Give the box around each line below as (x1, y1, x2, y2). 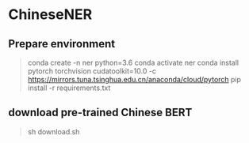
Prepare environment (8, 37, 116, 51)
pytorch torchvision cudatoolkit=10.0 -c (27, 66, 157, 76)
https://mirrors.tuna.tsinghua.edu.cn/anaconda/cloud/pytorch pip (27, 75, 242, 84)
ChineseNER (8, 6, 93, 24)
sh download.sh (27, 126, 80, 136)
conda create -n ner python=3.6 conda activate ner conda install (27, 58, 239, 67)
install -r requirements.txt (27, 83, 111, 92)
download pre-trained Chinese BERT (8, 106, 193, 119)
